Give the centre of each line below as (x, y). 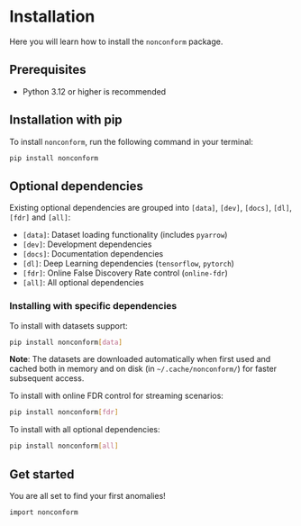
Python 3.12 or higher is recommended (94, 91)
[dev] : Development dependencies (87, 244)
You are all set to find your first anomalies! (88, 495)
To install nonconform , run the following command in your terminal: (132, 141)
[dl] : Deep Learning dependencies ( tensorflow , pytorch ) (128, 264)
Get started (42, 474)
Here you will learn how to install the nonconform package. (116, 41)
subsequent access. (47, 378)
